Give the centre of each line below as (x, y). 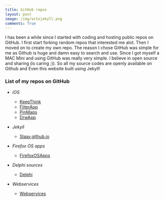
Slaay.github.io (35, 136)
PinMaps (28, 112)
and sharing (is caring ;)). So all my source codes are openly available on (79, 63)
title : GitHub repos (26, 10)
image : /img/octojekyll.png (34, 19)
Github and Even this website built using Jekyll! (53, 69)
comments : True (21, 23)
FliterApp (29, 107)
